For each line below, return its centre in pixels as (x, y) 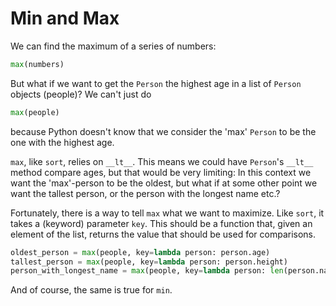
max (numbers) (37, 64)
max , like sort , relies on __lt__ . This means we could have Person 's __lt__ (162, 161)
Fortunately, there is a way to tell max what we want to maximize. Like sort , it (167, 213)
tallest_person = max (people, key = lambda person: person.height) (149, 262)
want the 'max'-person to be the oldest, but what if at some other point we (164, 183)
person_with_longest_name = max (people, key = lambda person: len (147, 271)
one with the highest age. (62, 142)
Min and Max (65, 18)
